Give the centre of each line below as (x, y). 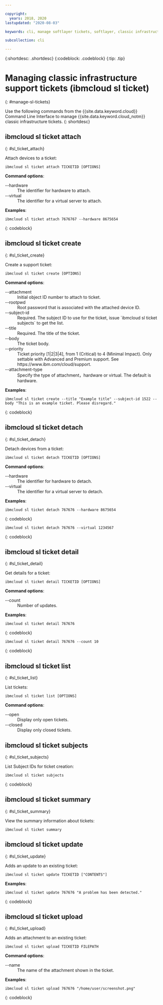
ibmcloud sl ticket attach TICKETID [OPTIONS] (53, 167)
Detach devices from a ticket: (34, 449)
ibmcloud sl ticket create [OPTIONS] (43, 273)
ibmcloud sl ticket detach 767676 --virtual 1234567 (59, 528)
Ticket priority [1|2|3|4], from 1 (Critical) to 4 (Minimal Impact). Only (84, 354)
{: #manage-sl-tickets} (28, 102)
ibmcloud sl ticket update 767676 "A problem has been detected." (73, 892)
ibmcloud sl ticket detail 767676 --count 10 (52, 642)
